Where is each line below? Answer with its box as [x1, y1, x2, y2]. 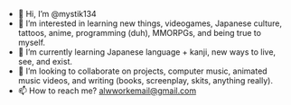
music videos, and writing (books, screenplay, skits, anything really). [17, 75, 274, 85]
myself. [17, 37, 46, 48]
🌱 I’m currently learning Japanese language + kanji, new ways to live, [17, 47, 277, 57]
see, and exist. [17, 57, 73, 66]
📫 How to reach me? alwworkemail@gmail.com [17, 85, 197, 96]
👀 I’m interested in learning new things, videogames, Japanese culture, [17, 18, 283, 29]
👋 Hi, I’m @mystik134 [17, 9, 97, 19]
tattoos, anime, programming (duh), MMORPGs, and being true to [17, 28, 262, 38]
